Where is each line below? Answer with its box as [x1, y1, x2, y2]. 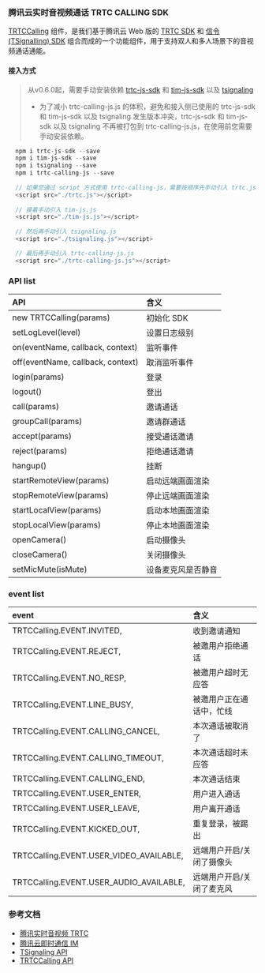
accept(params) [12, 430, 73, 441]
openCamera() [12, 534, 67, 545]
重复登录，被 [192, 818, 241, 829]
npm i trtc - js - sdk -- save [15, 147, 101, 155]
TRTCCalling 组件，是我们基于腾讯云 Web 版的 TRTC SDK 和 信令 [8, 26, 220, 36]
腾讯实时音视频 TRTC [19, 928, 89, 937]
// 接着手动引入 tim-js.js [15, 205, 97, 214]
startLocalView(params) [12, 504, 102, 515]
